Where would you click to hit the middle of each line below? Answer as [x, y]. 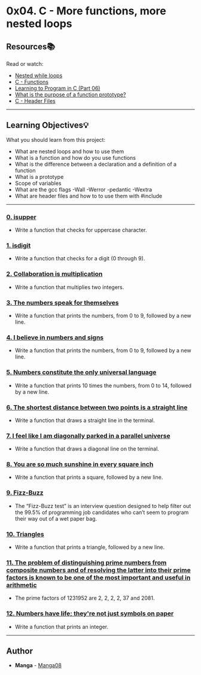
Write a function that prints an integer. [62, 627]
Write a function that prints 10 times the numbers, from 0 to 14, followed [103, 385]
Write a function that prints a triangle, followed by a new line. [90, 547]
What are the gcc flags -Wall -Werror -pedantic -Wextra [83, 189]
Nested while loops [39, 75]
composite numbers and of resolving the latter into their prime [98, 570]
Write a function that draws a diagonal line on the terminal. [87, 449]
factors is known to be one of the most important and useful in [98, 577]
